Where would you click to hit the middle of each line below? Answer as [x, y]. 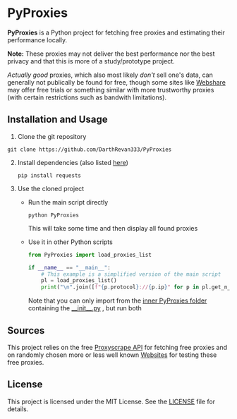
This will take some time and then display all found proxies [113, 228]
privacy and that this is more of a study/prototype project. [91, 61]
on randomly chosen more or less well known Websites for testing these [112, 355]
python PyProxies [54, 215]
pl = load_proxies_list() [79, 281]
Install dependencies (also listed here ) [73, 162]
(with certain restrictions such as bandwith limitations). [87, 97]
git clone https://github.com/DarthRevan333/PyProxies [90, 150]
